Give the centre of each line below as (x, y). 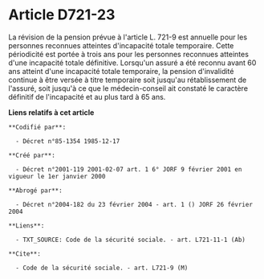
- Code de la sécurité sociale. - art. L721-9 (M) (102, 268)
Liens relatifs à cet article (51, 112)
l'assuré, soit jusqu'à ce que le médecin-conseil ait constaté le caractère (128, 88)
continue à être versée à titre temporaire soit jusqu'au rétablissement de (128, 80)
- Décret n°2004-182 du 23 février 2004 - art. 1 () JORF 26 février (134, 204)
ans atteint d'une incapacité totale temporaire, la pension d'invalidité (121, 71)
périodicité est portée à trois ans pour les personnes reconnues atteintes (128, 54)
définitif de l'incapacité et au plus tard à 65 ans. (87, 96)
